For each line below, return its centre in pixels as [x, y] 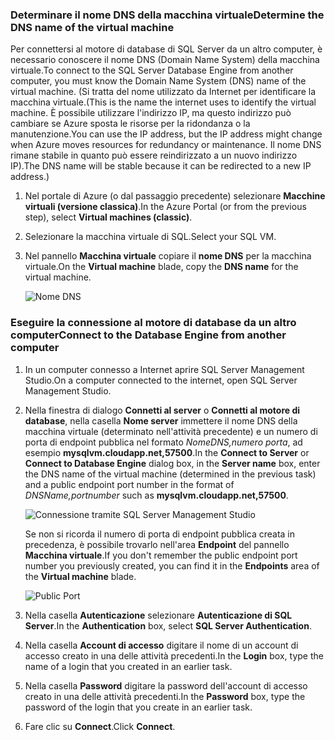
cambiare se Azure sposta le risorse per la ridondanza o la [130, 124]
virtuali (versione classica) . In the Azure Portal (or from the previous [165, 207]
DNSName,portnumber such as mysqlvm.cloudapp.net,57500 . [156, 495]
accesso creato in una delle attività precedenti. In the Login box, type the [174, 655]
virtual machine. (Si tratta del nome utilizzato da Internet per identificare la [163, 92]
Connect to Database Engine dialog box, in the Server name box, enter [172, 463]
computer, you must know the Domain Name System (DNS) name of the [158, 81]
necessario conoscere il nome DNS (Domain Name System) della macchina [165, 60]
